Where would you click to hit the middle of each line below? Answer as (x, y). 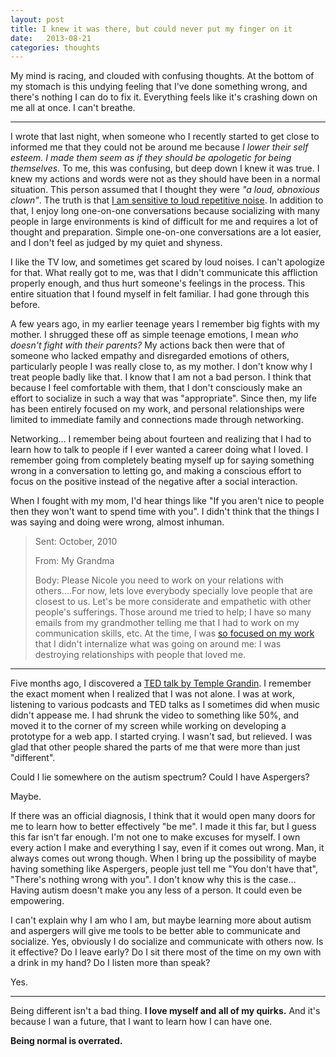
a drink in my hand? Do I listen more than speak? (110, 963)
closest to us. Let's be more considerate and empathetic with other (173, 602)
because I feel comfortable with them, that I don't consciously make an (156, 388)
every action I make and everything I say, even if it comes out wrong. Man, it (167, 848)
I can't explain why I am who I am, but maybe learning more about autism (161, 920)
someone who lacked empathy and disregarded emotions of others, (150, 356)
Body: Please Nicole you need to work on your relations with (159, 580)
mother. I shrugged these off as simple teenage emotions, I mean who (154, 335)
